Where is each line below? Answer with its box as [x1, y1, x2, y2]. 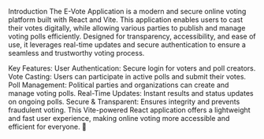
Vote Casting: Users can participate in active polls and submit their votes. [8, 72, 247, 81]
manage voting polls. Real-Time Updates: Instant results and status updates [8, 89, 254, 97]
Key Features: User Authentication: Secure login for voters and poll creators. [8, 64, 256, 73]
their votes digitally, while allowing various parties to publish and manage [8, 24, 246, 32]
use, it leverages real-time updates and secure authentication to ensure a [8, 40, 246, 49]
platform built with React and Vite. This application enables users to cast [8, 15, 243, 24]
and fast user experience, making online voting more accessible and [8, 114, 230, 123]
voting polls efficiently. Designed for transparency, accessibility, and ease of [8, 31, 256, 41]
